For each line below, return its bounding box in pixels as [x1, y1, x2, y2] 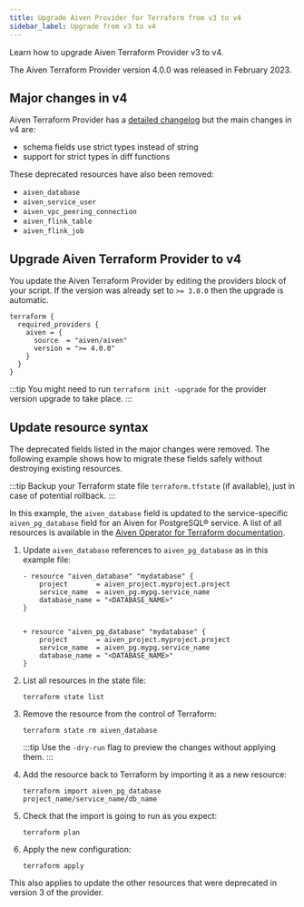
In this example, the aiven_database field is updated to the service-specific [9, 507, 289, 518]
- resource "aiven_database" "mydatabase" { [22, 571, 194, 580]
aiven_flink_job [22, 227, 84, 236]
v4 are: [9, 124, 36, 135]
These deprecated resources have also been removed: [9, 169, 215, 180]
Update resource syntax [9, 419, 149, 435]
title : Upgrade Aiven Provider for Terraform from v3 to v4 [9, 13, 242, 23]
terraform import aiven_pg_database [22, 786, 162, 795]
